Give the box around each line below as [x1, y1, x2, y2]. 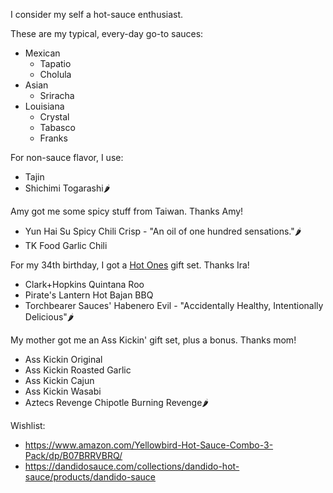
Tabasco [39, 122, 76, 133]
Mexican [24, 47, 61, 59]
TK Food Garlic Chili [24, 240, 108, 251]
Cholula [39, 69, 72, 80]
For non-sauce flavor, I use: [10, 152, 124, 163]
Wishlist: [10, 420, 46, 431]
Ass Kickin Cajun [24, 375, 95, 386]
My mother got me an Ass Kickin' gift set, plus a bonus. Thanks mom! [10, 334, 297, 346]
